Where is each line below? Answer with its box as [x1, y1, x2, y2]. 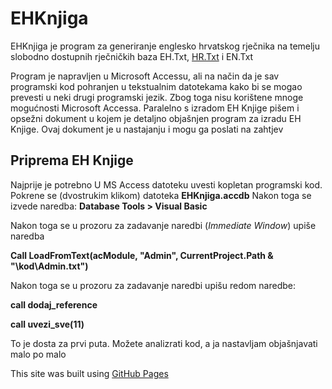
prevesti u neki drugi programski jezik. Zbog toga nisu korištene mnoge [10, 91, 304, 103]
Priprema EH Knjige [10, 152, 134, 169]
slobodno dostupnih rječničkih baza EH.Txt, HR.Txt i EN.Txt [10, 50, 254, 62]
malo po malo [10, 348, 67, 360]
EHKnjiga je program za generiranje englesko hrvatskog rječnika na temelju [10, 40, 321, 52]
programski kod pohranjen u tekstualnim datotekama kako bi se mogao [10, 80, 303, 92]
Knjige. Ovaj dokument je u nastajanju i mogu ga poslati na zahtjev [10, 123, 284, 135]
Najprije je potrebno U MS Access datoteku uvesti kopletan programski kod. [10, 178, 323, 191]
